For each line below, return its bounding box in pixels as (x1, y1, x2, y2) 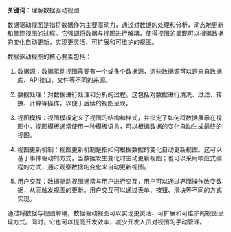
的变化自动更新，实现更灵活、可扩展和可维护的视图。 (7, 38, 158, 46)
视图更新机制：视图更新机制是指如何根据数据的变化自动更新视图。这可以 (16, 145, 222, 154)
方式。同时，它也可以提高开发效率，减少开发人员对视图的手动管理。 (12, 218, 206, 226)
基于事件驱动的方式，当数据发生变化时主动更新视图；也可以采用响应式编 (16, 154, 222, 162)
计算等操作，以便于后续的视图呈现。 (29, 99, 132, 107)
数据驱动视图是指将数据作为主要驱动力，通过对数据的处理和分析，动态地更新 (7, 21, 224, 29)
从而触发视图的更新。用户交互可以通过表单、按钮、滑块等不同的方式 (29, 186, 222, 194)
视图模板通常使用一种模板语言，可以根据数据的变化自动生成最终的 (35, 123, 222, 130)
